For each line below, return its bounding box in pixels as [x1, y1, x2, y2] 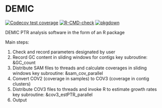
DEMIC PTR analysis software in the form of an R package [5, 29, 125, 35]
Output [12, 96, 27, 103]
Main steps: [5, 39, 29, 45]
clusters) [12, 81, 31, 87]
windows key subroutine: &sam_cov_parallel [12, 70, 103, 76]
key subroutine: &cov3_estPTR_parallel [12, 91, 93, 97]
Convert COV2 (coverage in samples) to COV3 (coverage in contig [12, 75, 149, 81]
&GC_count [12, 59, 36, 65]
